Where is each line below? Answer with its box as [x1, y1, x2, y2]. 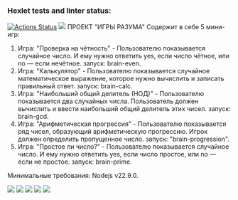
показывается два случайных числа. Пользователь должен [17, 97, 199, 105]
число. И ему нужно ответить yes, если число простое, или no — [17, 150, 217, 159]
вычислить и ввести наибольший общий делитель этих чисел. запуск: [17, 105, 231, 113]
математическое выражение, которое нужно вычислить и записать [17, 74, 225, 83]
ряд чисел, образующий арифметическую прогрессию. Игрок [17, 127, 208, 136]
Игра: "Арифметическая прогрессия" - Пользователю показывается [17, 120, 227, 128]
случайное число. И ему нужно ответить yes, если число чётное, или [17, 52, 229, 60]
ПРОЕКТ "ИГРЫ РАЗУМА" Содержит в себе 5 [67, 23, 205, 31]
